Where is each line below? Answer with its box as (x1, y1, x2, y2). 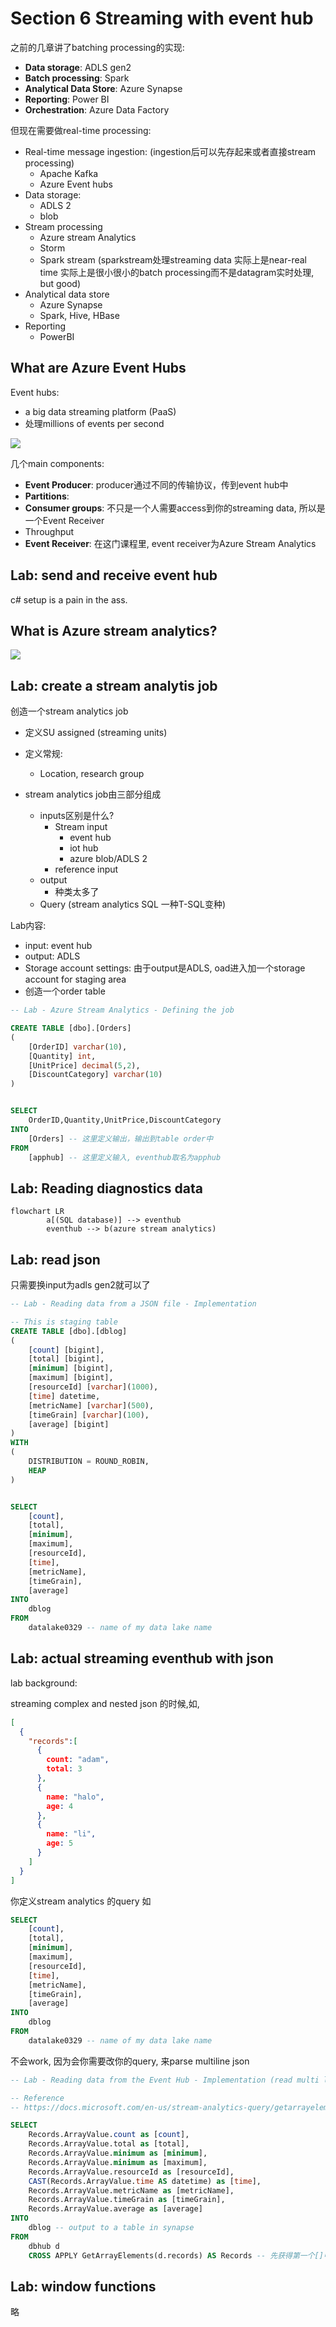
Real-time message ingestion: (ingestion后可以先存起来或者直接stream (24, 145, 317, 157)
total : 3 (46, 1764, 83, 1774)
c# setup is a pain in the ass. (10, 593, 128, 606)
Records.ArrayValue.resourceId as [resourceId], (28, 2167, 235, 2177)
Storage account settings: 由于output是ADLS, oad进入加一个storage (24, 962, 306, 974)
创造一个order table (24, 985, 106, 997)
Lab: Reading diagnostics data (10, 1180, 203, 1197)
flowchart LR (10, 1207, 65, 1217)
